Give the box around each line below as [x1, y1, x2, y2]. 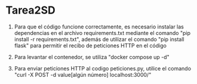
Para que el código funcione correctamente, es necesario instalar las [14, 23, 184, 30]
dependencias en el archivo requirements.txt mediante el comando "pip [14, 29, 190, 36]
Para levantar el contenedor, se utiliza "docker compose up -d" [14, 53, 170, 60]
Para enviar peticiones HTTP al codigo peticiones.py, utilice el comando [14, 64, 192, 72]
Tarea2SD [5, 4, 56, 17]
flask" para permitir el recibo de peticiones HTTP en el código [14, 42, 167, 49]
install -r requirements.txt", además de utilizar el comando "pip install [14, 35, 184, 43]
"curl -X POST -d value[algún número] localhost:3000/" [14, 71, 152, 78]
